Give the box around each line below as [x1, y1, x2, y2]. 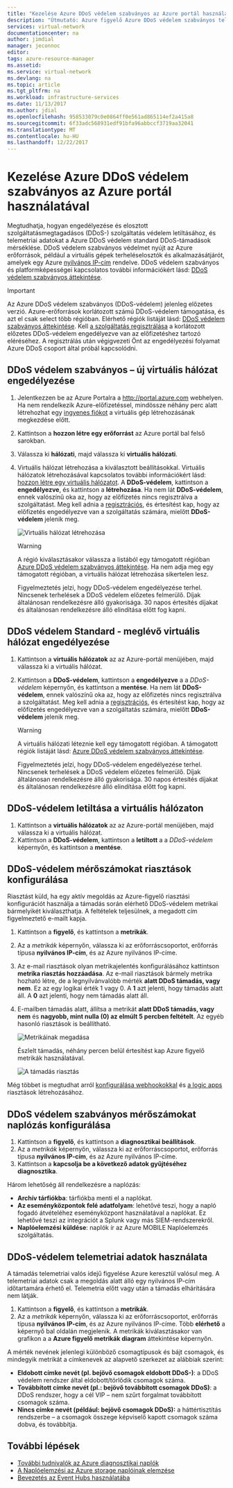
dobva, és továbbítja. [17, 1420, 78, 1428]
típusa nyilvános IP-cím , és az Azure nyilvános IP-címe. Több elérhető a [17, 1319, 225, 1328]
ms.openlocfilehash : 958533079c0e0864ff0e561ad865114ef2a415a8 [7, 113, 194, 120]
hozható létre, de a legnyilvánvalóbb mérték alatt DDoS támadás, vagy [17, 977, 221, 985]
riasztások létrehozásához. [7, 1088, 85, 1097]
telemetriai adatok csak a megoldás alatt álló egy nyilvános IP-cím [7, 1276, 196, 1285]
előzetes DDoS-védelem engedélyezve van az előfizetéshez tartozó [7, 330, 201, 338]
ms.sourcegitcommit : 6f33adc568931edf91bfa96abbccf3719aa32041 [7, 119, 194, 127]
